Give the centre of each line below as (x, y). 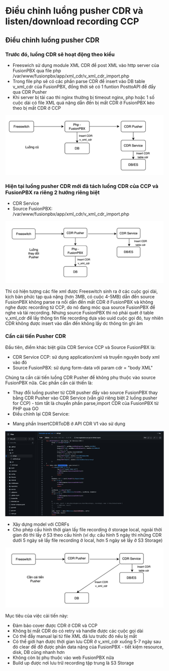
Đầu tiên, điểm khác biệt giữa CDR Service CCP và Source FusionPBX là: (80, 347)
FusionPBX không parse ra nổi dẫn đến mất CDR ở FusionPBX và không (79, 302)
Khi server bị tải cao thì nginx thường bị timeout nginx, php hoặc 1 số (83, 97)
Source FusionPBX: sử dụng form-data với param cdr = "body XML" (83, 368)
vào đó (20, 362)
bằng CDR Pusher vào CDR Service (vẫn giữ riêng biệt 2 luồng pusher (85, 398)
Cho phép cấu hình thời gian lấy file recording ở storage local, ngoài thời (87, 530)
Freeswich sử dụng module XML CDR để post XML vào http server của (86, 65)
